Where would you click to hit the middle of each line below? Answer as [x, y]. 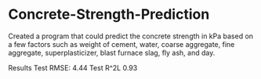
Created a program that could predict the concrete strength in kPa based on [130, 36]
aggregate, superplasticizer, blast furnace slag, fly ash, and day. [112, 52]
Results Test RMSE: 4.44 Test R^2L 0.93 [73, 67]
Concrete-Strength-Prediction [109, 14]
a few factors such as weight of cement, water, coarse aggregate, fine [121, 44]
